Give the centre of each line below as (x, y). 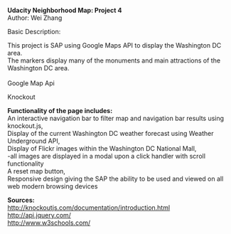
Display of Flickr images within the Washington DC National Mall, (102, 148)
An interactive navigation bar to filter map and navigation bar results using (116, 118)
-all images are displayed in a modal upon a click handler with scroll (107, 156)
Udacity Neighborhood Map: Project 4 (65, 10)
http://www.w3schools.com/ (49, 223)
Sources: (21, 200)
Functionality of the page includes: (60, 111)
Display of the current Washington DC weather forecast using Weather (111, 133)
